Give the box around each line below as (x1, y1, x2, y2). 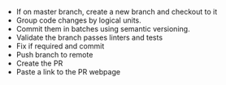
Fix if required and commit (15, 41, 105, 51)
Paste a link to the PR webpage (15, 67, 120, 76)
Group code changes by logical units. (15, 15, 142, 25)
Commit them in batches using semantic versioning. (15, 24, 190, 33)
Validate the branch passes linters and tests (15, 32, 163, 42)
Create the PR (15, 58, 63, 68)
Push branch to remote (15, 50, 93, 59)
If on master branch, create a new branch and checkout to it (15, 7, 218, 16)
